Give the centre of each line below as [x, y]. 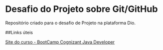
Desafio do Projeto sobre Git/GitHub [81, 9]
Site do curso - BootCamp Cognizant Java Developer [60, 42]
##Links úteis [19, 32]
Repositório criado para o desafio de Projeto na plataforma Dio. [70, 23]
